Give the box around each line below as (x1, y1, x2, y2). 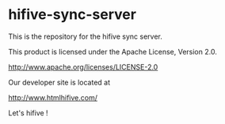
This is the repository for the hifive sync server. (8, 32, 162, 41)
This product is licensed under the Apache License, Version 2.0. (8, 47, 218, 56)
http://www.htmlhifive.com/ (8, 92, 97, 102)
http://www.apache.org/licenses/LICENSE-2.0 (8, 62, 158, 72)
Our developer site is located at (8, 77, 111, 87)
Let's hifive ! (8, 108, 49, 118)
